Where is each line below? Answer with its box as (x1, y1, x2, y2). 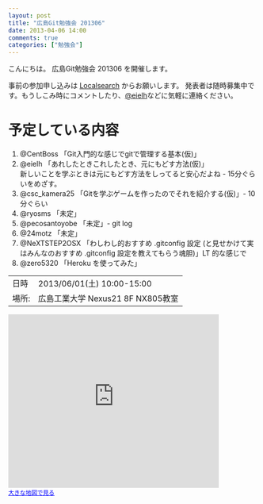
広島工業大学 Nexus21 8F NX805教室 (38, 293, 179, 304)
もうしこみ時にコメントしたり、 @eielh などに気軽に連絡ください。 (21, 90, 238, 100)
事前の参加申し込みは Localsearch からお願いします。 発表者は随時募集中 (8, 81, 248, 90)
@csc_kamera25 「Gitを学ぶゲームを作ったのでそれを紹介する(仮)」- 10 (19, 189, 256, 198)
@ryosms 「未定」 (19, 209, 81, 218)
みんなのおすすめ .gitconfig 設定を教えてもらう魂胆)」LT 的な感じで (26, 248, 247, 258)
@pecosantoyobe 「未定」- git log (19, 219, 133, 229)
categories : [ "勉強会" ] (8, 41, 83, 49)
